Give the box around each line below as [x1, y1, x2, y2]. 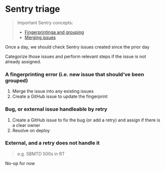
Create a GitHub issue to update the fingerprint [12, 93, 108, 99]
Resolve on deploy [12, 127, 50, 133]
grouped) [5, 77, 28, 84]
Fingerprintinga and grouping [24, 29, 84, 35]
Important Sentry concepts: [17, 20, 73, 26]
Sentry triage [5, 3, 61, 15]
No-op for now [5, 160, 35, 166]
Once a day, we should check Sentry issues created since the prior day [5, 44, 150, 50]
